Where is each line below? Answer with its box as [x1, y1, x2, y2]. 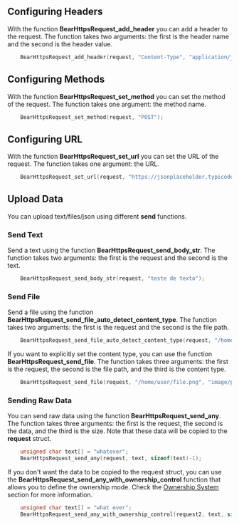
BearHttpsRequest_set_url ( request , [20, 174, 126, 181]
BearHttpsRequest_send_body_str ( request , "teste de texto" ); [20, 275, 205, 282]
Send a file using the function [7, 308, 94, 316]
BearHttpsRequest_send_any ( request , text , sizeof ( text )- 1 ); [20, 455, 202, 462]
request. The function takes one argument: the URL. [7, 160, 160, 168]
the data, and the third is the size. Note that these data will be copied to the [7, 427, 228, 435]
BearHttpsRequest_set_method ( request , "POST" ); [20, 113, 164, 120]
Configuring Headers [7, 6, 103, 18]
